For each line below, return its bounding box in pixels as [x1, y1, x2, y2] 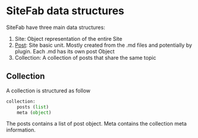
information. [6, 126, 36, 134]
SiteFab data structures [6, 4, 124, 18]
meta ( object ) [17, 110, 52, 115]
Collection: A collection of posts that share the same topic [14, 54, 157, 61]
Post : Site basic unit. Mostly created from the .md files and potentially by [14, 41, 193, 49]
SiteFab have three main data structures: [6, 24, 106, 31]
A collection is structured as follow [6, 87, 91, 94]
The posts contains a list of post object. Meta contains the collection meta [6, 120, 187, 127]
